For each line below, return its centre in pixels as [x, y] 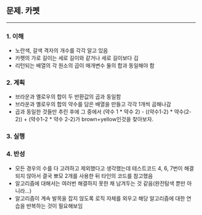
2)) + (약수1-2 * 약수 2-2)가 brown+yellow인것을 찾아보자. [84, 120]
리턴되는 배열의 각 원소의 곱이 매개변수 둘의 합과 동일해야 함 [85, 65]
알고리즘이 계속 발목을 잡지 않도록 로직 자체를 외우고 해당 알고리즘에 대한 [100, 198]
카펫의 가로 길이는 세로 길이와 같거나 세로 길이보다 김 [77, 58]
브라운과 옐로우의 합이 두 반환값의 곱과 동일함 [68, 97]
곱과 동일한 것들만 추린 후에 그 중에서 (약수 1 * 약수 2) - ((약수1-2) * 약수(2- [103, 112]
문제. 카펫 [23, 11]
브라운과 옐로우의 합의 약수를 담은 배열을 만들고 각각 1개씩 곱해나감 [93, 104]
